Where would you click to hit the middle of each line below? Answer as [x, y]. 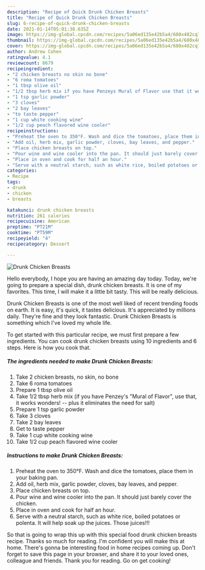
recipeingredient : [30, 69]
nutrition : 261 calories [38, 216]
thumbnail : [21, 40]
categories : [22, 171]
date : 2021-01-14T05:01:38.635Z [48, 29]
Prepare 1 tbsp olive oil [44, 390]
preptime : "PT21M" [30, 227]
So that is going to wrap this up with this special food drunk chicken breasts [102, 535]
